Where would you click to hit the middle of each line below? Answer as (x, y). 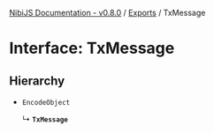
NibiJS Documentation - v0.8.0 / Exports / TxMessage (107, 13)
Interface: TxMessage (92, 48)
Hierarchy (37, 81)
